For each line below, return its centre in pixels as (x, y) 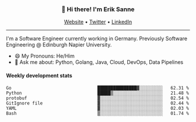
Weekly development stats (39, 76)
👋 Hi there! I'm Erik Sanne (98, 9)
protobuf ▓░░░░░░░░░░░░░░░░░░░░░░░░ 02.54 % (98, 98)
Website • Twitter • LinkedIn (98, 22)
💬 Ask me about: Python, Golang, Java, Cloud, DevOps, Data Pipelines (99, 62)
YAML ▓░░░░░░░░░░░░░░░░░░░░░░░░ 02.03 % (98, 108)
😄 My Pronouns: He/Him (44, 56)
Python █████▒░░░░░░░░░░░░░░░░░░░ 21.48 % (98, 93)
